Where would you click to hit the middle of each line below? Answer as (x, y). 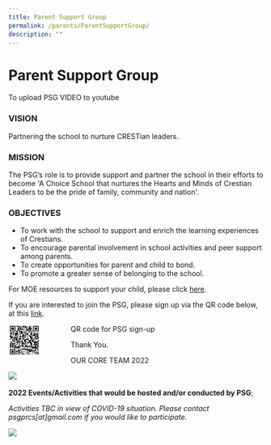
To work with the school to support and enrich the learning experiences (139, 231)
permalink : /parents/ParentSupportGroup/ (79, 25)
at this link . (26, 314)
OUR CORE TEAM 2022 (110, 361)
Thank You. (90, 345)
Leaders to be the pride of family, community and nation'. (104, 192)
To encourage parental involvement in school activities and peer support (141, 248)
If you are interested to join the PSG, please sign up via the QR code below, (133, 305)
